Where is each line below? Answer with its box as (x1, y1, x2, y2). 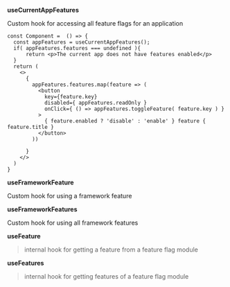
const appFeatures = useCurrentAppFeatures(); (13, 39, 150, 46)
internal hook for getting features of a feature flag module (24, 272, 189, 280)
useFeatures (7, 259, 44, 267)
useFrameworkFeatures (7, 205, 78, 214)
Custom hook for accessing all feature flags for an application (7, 19, 184, 27)
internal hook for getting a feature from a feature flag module (24, 245, 199, 254)
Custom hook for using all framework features (7, 218, 139, 227)
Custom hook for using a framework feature (7, 192, 132, 200)
